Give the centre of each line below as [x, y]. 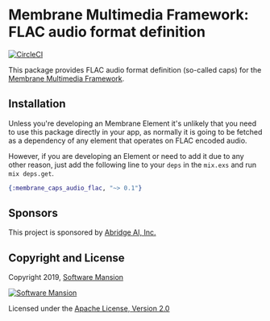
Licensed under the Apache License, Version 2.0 [89, 309]
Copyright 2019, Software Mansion [66, 277]
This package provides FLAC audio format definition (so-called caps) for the [135, 69]
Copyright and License [66, 258]
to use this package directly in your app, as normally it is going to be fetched [135, 131]
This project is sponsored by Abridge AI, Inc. [82, 232]
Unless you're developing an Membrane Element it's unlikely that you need [132, 123]
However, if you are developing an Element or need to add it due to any [126, 156]
